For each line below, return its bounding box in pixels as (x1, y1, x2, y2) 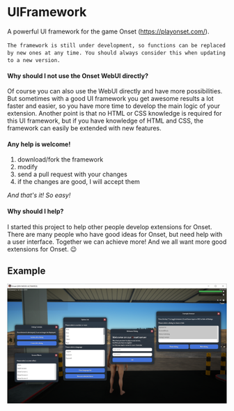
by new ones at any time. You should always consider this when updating (7, 49, 226, 56)
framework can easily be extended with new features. (7, 124, 162, 132)
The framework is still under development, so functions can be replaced (7, 42, 226, 49)
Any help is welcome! (7, 140, 71, 148)
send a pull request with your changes (17, 170, 127, 178)
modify (17, 163, 38, 171)
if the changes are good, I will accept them (17, 178, 141, 186)
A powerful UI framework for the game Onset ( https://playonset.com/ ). (7, 27, 210, 36)
